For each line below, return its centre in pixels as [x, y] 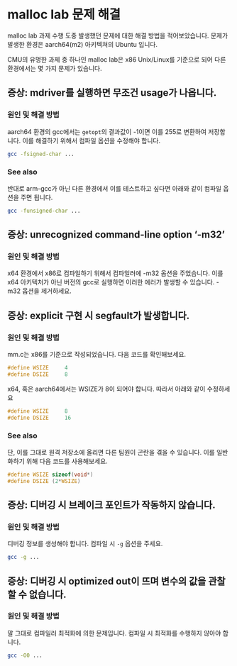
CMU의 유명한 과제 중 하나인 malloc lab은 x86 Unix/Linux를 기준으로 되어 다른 [117, 59]
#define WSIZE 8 [38, 411]
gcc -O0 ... [25, 655]
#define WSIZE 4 [38, 368]
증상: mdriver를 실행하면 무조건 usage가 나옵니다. [112, 93]
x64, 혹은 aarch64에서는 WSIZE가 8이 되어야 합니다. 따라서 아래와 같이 [106, 389]
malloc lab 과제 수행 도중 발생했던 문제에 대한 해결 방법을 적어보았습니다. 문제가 [118, 35]
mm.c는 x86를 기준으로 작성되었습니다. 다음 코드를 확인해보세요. [97, 355]
